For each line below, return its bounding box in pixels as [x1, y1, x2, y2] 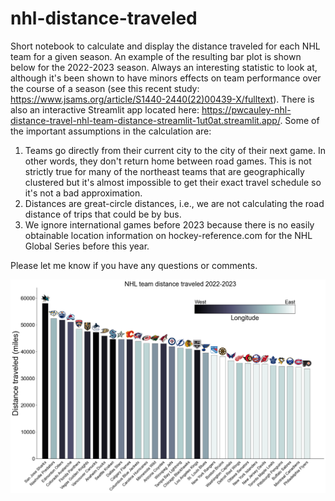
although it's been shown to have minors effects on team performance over [10, 72, 322, 84]
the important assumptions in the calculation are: [10, 125, 212, 137]
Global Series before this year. [24, 240, 150, 252]
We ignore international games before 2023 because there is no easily [24, 218, 315, 231]
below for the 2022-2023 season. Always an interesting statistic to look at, [10, 61, 318, 73]
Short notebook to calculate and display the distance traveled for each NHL [10, 40, 321, 52]
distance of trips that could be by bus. [24, 208, 182, 220]
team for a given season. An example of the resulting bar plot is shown [10, 50, 302, 62]
